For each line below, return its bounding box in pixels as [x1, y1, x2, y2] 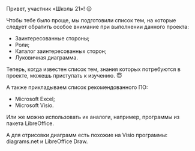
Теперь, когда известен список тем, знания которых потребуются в [6, 66, 181, 73]
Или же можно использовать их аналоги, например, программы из [6, 114, 180, 120]
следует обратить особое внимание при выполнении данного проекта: [6, 23, 189, 30]
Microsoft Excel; [14, 96, 55, 102]
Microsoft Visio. [14, 102, 54, 109]
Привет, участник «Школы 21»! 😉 [6, 5, 92, 12]
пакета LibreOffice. [6, 120, 55, 127]
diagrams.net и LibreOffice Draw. [6, 138, 88, 145]
